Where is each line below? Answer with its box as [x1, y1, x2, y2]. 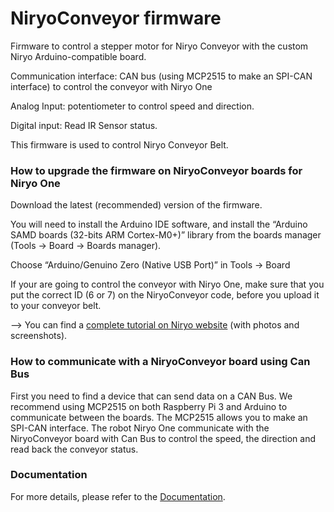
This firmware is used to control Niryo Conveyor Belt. [10, 138, 229, 151]
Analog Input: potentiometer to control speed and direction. [10, 100, 255, 112]
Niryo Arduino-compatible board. [10, 50, 147, 62]
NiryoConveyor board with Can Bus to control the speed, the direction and [10, 432, 316, 444]
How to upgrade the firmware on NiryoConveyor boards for [10, 163, 303, 177]
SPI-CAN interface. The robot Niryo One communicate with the [10, 422, 270, 434]
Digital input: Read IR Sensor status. [10, 119, 158, 131]
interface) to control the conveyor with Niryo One [10, 80, 213, 92]
